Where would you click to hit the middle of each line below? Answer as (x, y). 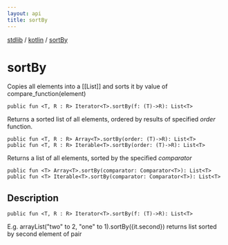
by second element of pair (45, 234)
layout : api (24, 13)
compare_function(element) (47, 94)
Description (33, 198)
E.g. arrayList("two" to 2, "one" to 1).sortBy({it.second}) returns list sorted (112, 227)
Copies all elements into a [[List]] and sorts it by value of (87, 86)
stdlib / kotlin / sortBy (37, 39)
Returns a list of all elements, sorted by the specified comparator (99, 158)
